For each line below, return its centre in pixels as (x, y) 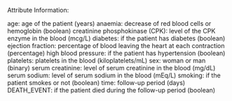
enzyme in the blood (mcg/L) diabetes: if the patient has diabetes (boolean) (116, 38)
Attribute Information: (38, 10)
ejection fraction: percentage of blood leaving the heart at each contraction (116, 46)
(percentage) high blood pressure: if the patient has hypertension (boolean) (116, 53)
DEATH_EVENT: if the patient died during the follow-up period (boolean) (111, 90)
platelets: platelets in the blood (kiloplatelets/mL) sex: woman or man (107, 61)
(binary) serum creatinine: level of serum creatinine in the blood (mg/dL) (111, 68)
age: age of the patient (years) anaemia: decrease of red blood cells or (109, 23)
